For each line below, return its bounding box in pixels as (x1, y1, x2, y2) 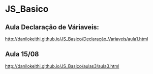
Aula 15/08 (5, 50, 39, 58)
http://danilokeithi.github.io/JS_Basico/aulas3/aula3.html (5, 63, 120, 69)
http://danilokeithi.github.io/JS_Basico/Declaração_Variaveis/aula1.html (5, 36, 149, 42)
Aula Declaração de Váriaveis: (5, 23, 99, 31)
